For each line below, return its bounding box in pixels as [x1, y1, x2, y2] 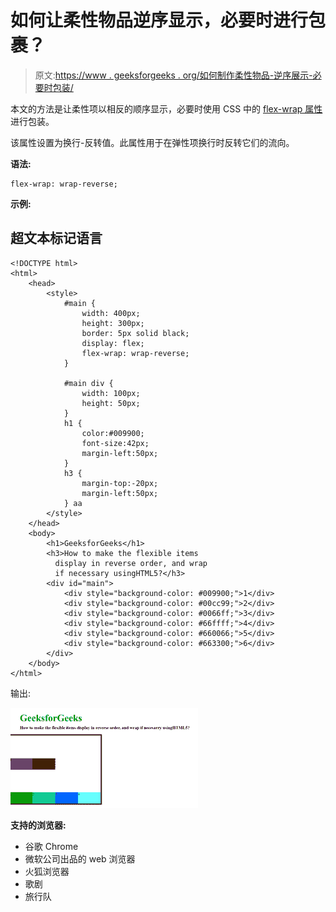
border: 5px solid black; [81, 328, 190, 338]
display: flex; [81, 338, 145, 348]
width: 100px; [81, 388, 141, 398]
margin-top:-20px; [81, 478, 159, 488]
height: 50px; [81, 398, 141, 408]
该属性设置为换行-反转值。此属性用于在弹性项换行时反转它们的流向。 [10, 136, 295, 148]
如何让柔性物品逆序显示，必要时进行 [10, 9, 309, 32]
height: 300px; [81, 318, 145, 328]
